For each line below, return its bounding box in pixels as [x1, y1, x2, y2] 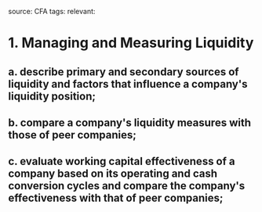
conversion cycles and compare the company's [8, 179, 246, 192]
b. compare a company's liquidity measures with [8, 116, 252, 129]
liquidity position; [8, 89, 96, 102]
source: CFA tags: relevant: [8, 7, 96, 16]
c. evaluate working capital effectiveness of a [8, 155, 235, 168]
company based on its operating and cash [8, 167, 218, 181]
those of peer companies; [8, 128, 137, 142]
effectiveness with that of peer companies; [8, 192, 224, 205]
